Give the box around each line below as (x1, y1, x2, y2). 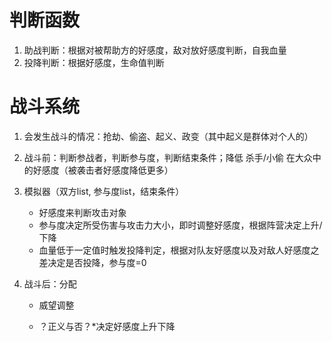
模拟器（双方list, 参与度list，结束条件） (23, 185, 185, 197)
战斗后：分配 (23, 277, 77, 290)
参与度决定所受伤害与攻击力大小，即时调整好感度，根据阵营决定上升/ (38, 219, 323, 231)
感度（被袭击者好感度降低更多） (41, 164, 174, 176)
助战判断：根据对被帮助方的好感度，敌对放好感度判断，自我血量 (23, 44, 287, 56)
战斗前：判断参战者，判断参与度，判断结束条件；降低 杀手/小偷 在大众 (23, 151, 313, 163)
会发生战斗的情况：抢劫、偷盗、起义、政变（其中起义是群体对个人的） (23, 130, 314, 142)
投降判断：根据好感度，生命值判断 (23, 56, 165, 68)
